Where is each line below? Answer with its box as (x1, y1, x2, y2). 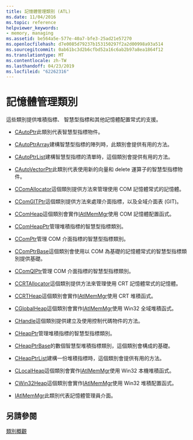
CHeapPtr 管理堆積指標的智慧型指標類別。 (14, 330, 115, 337)
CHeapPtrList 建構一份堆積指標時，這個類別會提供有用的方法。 (14, 355, 165, 362)
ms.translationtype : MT (6, 52, 64, 58)
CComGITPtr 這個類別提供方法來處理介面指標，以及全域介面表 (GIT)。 (14, 198, 182, 205)
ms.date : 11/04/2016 (6, 14, 57, 20)
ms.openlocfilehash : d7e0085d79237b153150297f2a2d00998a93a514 (6, 42, 164, 47)
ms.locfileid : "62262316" (6, 69, 69, 74)
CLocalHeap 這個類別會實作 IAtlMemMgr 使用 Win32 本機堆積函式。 (14, 367, 175, 374)
